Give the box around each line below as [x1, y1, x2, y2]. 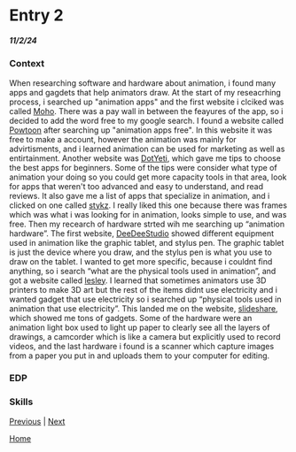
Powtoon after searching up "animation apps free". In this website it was [9, 125, 273, 135]
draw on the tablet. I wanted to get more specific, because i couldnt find [9, 256, 273, 266]
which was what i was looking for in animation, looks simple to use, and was [9, 209, 287, 219]
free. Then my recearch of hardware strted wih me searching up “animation [9, 218, 285, 229]
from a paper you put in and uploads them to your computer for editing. [9, 350, 270, 361]
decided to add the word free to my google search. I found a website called [9, 115, 284, 126]
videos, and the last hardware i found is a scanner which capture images [9, 341, 275, 351]
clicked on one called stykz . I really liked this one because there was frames [9, 200, 288, 211]
